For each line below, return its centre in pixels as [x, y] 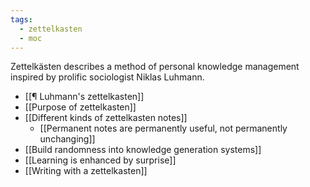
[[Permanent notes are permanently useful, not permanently [163, 128]
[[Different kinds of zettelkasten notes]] [106, 118]
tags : [21, 19]
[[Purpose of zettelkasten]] [80, 107]
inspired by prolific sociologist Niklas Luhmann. [107, 77]
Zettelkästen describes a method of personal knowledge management [155, 67]
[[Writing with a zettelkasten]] [86, 171]
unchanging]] [67, 139]
